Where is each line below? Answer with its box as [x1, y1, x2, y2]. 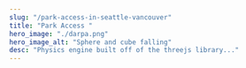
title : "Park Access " [9, 21, 93, 30]
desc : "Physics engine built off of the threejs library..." [9, 46, 240, 55]
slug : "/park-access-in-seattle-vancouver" [9, 12, 173, 22]
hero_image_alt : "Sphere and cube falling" [9, 37, 173, 47]
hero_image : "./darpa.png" [9, 29, 109, 38]
